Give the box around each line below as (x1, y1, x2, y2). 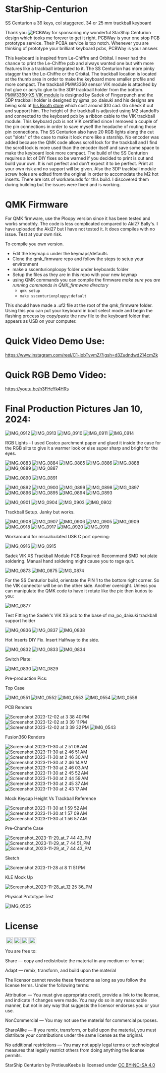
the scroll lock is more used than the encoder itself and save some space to (5, 144, 160, 150)
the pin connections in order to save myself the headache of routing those (5, 123, 157, 130)
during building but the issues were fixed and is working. (5, 181, 121, 187)
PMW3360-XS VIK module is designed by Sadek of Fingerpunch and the (5, 92, 154, 98)
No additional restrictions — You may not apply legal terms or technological (5, 1042, 160, 1048)
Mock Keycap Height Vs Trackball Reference (5, 795, 97, 801)
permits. (5, 1052, 22, 1058)
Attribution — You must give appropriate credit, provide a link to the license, (5, 992, 160, 998)
